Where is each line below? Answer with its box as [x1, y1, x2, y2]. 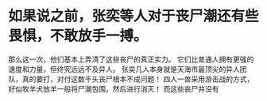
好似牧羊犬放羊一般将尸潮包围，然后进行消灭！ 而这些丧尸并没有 [8, 84, 219, 93]
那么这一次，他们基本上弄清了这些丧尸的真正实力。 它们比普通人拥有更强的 [8, 54, 254, 64]
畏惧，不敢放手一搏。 [8, 27, 149, 45]
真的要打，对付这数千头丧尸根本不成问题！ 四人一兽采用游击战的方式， [21, 74, 254, 84]
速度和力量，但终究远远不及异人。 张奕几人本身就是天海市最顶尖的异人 [8, 64, 240, 73]
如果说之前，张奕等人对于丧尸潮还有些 [8, 7, 260, 25]
